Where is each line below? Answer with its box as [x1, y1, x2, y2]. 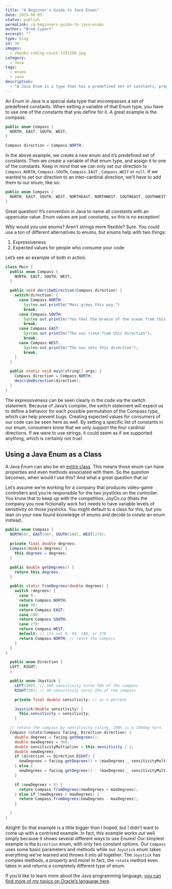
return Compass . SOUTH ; [18, 617, 68, 622]
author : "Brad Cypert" [5, 27, 54, 32]
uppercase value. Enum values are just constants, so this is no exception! [5, 213, 160, 220]
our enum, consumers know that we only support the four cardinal [5, 424, 145, 430]
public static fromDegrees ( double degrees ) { [10, 583, 109, 589]
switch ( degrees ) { [14, 588, 56, 594]
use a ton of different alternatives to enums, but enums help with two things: [5, 229, 166, 235]
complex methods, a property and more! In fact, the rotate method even [5, 857, 158, 863]
